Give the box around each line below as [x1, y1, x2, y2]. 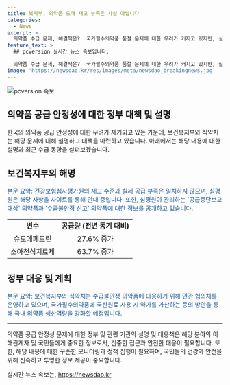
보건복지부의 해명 [7, 167, 76, 179]
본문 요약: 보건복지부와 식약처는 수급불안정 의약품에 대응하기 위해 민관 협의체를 [7, 292, 218, 301]
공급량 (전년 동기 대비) [61, 221, 129, 231]
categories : [7, 16, 41, 23]
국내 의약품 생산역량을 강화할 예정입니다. [14, 310, 123, 318]
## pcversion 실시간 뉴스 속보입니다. [13, 49, 110, 56]
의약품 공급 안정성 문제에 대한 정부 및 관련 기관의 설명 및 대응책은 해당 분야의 [7, 330, 212, 338]
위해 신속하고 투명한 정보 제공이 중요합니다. [7, 356, 123, 364]
